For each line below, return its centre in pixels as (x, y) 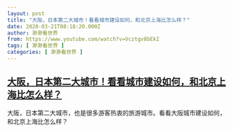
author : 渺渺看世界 (33, 33)
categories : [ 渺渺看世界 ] (45, 53)
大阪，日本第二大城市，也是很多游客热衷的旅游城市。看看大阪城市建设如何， (116, 113)
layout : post (26, 13)
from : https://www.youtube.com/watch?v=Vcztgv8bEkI (83, 39)
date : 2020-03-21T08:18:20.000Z (54, 26)
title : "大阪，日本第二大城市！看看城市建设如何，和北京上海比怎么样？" (99, 20)
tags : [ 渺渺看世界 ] (36, 46)
